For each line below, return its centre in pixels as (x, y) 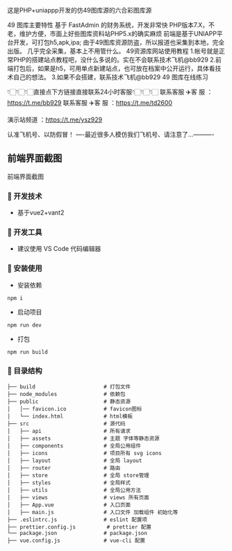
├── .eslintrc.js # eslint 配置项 (77, 520)
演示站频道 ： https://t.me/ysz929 (55, 120)
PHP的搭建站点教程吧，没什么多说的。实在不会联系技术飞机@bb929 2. (114, 60)
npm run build (28, 352)
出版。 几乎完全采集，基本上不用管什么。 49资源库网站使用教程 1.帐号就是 (113, 51)
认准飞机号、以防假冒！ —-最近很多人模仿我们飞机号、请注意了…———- (111, 134)
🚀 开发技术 (25, 196)
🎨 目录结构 (25, 370)
